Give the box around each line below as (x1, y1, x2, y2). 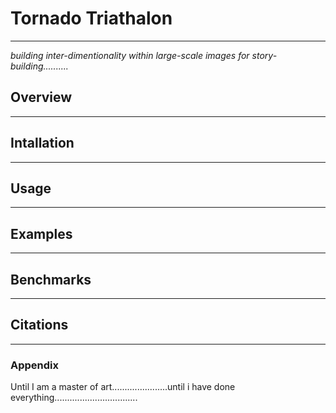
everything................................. (10, 392, 138, 404)
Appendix (10, 358, 60, 372)
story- (251, 49, 278, 61)
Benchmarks (10, 271, 92, 288)
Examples (10, 225, 73, 242)
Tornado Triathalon (10, 7, 173, 30)
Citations (10, 317, 69, 334)
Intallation (10, 135, 75, 152)
